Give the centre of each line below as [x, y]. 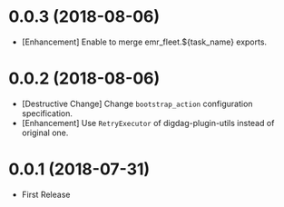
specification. [47, 113]
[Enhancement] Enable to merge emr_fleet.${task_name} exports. [144, 42]
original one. [45, 133]
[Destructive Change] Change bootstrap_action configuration [137, 103]
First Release [46, 194]
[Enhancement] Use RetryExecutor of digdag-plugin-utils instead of [148, 123]
